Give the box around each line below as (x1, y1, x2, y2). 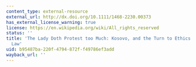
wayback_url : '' (6, 52, 46, 58)
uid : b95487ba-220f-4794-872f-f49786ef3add (6, 47, 115, 52)
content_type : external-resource (6, 8, 88, 15)
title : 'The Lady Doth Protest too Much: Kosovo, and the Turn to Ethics (6, 36, 191, 41)
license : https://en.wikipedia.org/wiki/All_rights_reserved (6, 24, 160, 31)
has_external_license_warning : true (6, 19, 96, 25)
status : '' (6, 30, 33, 36)
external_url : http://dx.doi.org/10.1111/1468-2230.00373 (6, 14, 151, 20)
